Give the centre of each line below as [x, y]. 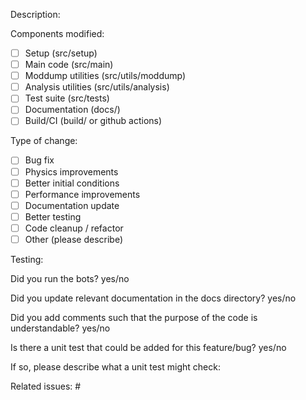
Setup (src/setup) [61, 53]
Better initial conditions [72, 183]
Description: [35, 14]
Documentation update [72, 205]
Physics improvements [71, 171]
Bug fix [39, 160]
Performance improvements [82, 194]
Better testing [53, 216]
